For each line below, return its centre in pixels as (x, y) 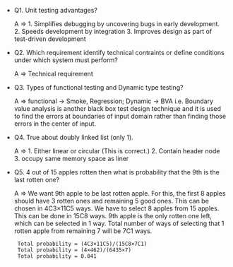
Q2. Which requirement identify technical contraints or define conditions (119, 53)
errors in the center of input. (55, 124)
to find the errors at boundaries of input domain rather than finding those (120, 116)
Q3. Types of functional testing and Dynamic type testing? (98, 87)
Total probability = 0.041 (57, 256)
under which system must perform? (66, 60)
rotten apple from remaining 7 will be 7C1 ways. (83, 231)
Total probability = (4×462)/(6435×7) (74, 250)
